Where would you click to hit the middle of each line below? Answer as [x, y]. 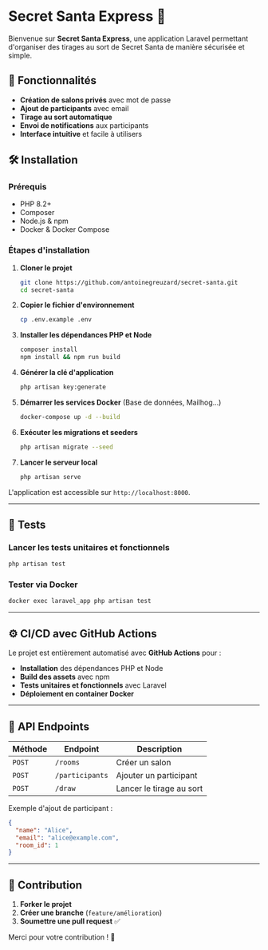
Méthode [30, 748]
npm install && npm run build [70, 357]
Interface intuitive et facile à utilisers [81, 134]
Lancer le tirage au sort [160, 788]
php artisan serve [50, 477]
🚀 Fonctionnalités [53, 80]
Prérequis [28, 187]
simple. [20, 55]
